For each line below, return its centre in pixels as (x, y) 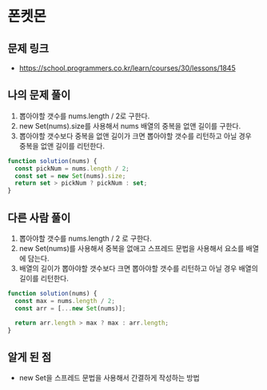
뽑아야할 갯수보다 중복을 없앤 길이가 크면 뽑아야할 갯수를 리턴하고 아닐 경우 (135, 136)
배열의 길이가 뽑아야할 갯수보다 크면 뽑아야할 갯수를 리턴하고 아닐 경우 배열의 (139, 268)
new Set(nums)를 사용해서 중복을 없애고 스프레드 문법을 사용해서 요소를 (132, 248)
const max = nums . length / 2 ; (65, 300)
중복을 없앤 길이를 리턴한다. (62, 145)
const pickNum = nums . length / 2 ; (72, 169)
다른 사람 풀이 (39, 218)
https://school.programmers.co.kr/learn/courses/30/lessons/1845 (128, 68)
